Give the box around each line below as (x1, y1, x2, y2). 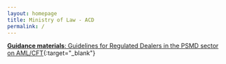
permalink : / (7, 23, 45, 30)
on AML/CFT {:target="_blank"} (7, 49, 96, 57)
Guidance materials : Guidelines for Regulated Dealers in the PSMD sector (7, 42, 219, 50)
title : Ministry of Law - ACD (7, 17, 95, 23)
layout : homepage (7, 10, 58, 17)
